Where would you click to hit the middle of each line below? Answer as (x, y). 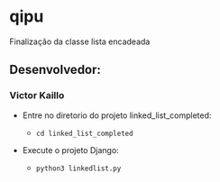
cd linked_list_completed (84, 133)
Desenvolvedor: (55, 70)
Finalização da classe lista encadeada (80, 41)
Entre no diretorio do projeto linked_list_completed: (117, 115)
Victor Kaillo (37, 96)
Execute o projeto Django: (70, 150)
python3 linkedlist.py (78, 168)
